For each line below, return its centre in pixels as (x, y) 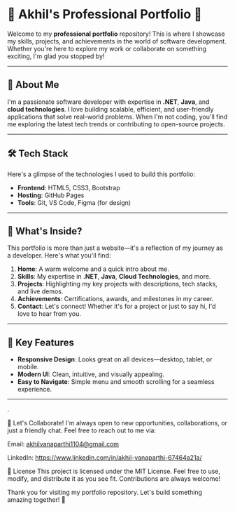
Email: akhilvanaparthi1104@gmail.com (63, 444)
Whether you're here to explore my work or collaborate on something (107, 48)
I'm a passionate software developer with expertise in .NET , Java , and (108, 102)
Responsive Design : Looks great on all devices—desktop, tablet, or (115, 359)
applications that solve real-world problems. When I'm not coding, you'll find (117, 117)
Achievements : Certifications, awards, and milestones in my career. (115, 299)
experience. (35, 390)
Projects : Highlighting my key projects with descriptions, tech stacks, (117, 284)
